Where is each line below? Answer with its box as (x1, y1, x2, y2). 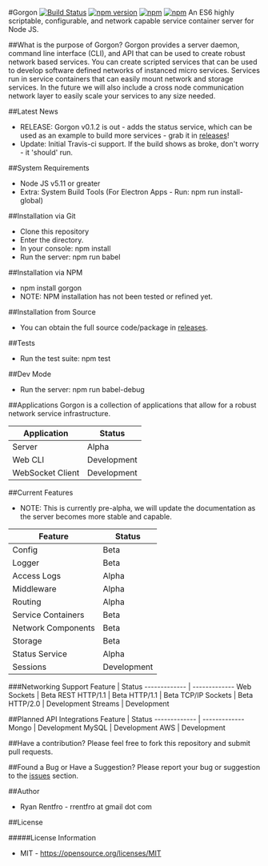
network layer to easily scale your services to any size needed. (8, 91, 216, 100)
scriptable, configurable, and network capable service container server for (8, 16, 254, 26)
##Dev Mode (8, 369, 52, 379)
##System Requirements (8, 163, 90, 172)
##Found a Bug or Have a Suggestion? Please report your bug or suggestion (8, 763, 261, 772)
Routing (12, 596, 42, 607)
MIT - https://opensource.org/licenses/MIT (19, 848, 162, 858)
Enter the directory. (19, 235, 84, 244)
